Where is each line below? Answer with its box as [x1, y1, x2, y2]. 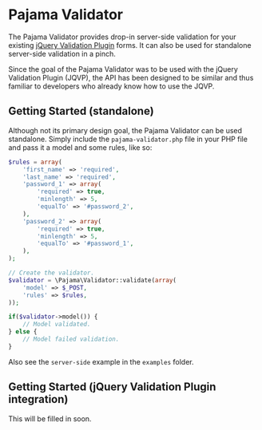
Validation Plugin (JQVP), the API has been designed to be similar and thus [8, 73, 254, 82]
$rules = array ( [8, 158, 62, 166]
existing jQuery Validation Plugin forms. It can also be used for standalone [8, 40, 252, 49]
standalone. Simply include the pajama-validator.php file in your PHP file [8, 134, 248, 144]
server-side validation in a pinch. [8, 49, 116, 58]
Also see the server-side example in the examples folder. [8, 357, 194, 366]
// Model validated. [22, 321, 91, 329]
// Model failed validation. [22, 335, 120, 343]
